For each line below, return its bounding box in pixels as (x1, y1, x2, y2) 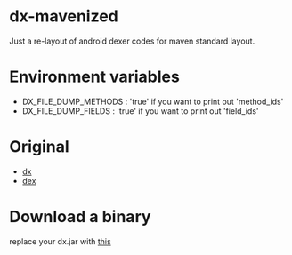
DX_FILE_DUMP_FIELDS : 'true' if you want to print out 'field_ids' (21, 105, 260, 116)
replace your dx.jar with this (9, 235, 111, 246)
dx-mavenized (9, 6, 118, 27)
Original (9, 137, 69, 157)
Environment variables (9, 67, 180, 87)
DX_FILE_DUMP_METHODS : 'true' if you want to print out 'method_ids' (21, 96, 284, 107)
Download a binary (9, 207, 151, 227)
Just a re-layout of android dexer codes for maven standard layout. (9, 36, 255, 46)
